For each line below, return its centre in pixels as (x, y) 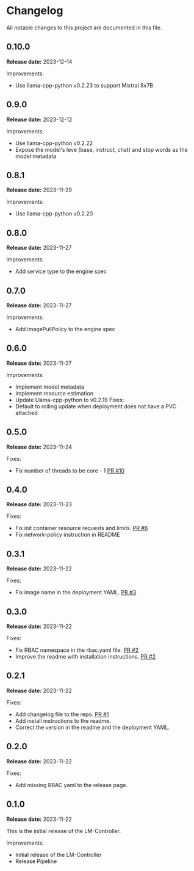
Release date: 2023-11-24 (39, 447)
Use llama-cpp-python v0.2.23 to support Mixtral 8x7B (84, 85)
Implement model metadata (49, 387)
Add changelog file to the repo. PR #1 (62, 714)
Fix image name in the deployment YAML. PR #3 (76, 593)
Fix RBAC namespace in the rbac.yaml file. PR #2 (77, 650)
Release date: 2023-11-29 (39, 190)
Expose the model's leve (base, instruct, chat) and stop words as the (101, 149)
